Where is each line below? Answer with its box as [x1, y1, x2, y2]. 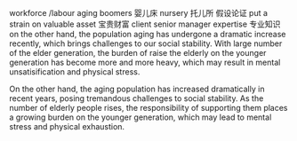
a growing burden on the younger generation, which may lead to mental [9, 112, 272, 122]
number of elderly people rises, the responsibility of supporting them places [9, 103, 288, 113]
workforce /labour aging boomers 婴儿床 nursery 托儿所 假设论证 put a [9, 8, 269, 18]
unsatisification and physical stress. [9, 67, 140, 77]
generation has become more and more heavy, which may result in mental [9, 57, 281, 67]
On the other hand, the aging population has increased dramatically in [9, 83, 265, 94]
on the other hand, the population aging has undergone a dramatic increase [9, 29, 286, 39]
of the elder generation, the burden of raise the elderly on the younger [9, 48, 267, 58]
